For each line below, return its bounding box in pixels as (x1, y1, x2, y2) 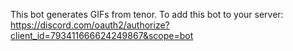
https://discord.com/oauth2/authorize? (10, 19, 170, 31)
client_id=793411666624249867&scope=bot (10, 30, 194, 41)
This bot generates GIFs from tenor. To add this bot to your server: (10, 9, 284, 20)
